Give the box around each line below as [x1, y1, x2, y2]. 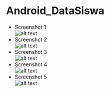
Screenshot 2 [14, 36, 47, 43]
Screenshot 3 [14, 48, 47, 55]
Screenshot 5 [14, 73, 47, 80]
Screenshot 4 [14, 60, 48, 68]
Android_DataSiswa [6, 4, 105, 18]
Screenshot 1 [14, 23, 46, 30]
